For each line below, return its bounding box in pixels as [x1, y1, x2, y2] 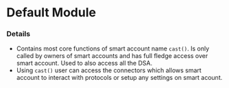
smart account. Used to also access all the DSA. [16, 59, 152, 68]
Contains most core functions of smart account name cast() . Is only [16, 44, 210, 53]
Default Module [6, 5, 97, 20]
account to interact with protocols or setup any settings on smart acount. [16, 74, 223, 82]
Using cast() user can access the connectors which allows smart [16, 66, 202, 74]
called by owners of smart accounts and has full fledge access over [16, 52, 208, 60]
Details [6, 29, 31, 39]
